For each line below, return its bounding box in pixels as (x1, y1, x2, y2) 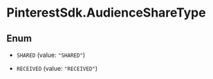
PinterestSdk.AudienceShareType (6, 5, 206, 21)
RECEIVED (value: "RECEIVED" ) (16, 64, 98, 72)
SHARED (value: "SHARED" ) (16, 51, 86, 59)
